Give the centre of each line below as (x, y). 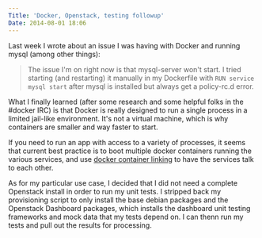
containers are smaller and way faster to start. (83, 127)
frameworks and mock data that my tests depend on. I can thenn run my (126, 217)
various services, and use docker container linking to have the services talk (131, 159)
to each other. (31, 167)
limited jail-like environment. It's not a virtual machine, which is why (118, 118)
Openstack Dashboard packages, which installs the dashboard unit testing (129, 208)
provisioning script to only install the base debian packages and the (118, 200)
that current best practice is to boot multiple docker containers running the (130, 151)
